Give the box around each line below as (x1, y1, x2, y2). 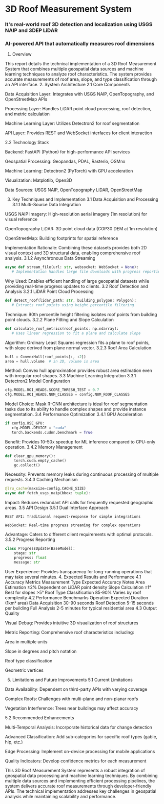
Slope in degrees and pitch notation (5, 648, 77, 654)
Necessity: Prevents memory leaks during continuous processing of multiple (5, 471, 159, 477)
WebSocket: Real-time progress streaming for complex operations (5, 523, 141, 528)
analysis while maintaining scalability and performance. (5, 793, 117, 799)
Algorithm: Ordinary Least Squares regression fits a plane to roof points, (5, 340, 150, 345)
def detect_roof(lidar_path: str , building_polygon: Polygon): (5, 298, 137, 303)
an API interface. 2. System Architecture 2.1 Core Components (5, 82, 130, 88)
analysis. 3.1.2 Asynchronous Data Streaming (5, 255, 96, 261)
